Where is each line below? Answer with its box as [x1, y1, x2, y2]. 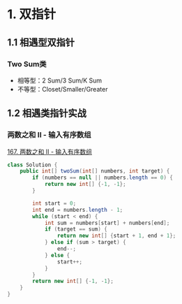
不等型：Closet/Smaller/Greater [17, 85, 108, 93]
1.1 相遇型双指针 [7, 36, 75, 48]
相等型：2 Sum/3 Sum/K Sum [17, 76, 103, 85]
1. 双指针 [7, 6, 56, 22]
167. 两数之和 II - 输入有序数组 [7, 147, 93, 156]
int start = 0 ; [32, 200, 77, 207]
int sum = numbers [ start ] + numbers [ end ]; [44, 219, 170, 226]
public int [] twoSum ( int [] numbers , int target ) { [20, 168, 170, 175]
